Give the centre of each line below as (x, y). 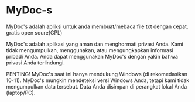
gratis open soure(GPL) (34, 32)
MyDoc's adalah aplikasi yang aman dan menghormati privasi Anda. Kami (95, 44)
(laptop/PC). (21, 93)
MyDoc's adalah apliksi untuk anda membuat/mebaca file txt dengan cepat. (97, 26)
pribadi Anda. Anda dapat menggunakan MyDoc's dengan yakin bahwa (92, 56)
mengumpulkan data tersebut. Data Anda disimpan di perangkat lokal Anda (97, 86)
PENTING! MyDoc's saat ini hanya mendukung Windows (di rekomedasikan (97, 74)
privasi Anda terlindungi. (36, 63)
